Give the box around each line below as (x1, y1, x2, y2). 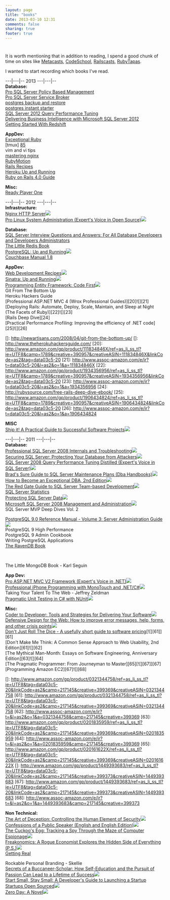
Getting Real (5, 850, 31, 856)
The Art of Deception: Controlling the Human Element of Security (5, 816, 141, 822)
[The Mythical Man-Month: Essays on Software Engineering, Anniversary (5, 650, 158, 656)
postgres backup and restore (5, 100, 66, 106)
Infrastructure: (5, 205, 37, 211)
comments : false (5, 21, 39, 27)
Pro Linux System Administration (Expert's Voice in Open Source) (5, 217, 142, 223)
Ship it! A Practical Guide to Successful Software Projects (5, 427, 125, 433)
